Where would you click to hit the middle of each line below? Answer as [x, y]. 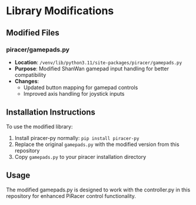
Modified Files [33, 33]
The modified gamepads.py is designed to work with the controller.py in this [98, 190]
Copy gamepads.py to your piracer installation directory [80, 157]
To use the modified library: [39, 126]
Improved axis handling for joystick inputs [74, 93]
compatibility [30, 74]
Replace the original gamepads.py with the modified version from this [97, 144]
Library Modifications [60, 11]
